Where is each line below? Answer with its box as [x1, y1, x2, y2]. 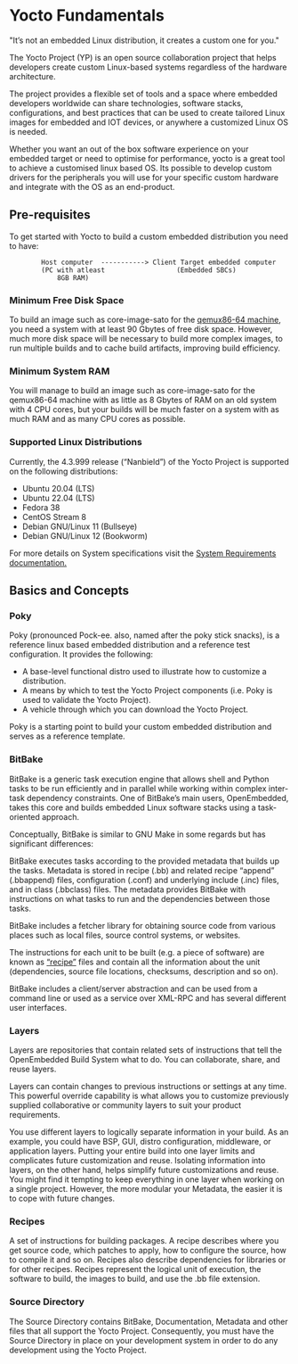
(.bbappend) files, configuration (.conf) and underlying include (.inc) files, [9, 874, 279, 885]
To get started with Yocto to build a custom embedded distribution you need [9, 231, 289, 242]
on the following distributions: [9, 466, 118, 476]
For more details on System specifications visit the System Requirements [9, 548, 277, 558]
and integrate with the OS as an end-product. [9, 181, 175, 192]
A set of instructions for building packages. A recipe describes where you [9, 1236, 279, 1246]
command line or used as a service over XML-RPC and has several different [9, 992, 286, 1004]
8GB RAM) [56, 273, 90, 282]
